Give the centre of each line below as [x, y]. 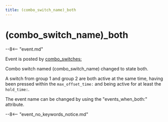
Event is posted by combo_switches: [44, 59]
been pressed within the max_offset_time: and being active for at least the [83, 84]
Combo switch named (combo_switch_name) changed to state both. [77, 68]
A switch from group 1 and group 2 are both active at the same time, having [84, 78]
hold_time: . [17, 89]
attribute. [15, 104]
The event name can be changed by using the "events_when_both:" [76, 99]
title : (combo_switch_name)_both [41, 10]
